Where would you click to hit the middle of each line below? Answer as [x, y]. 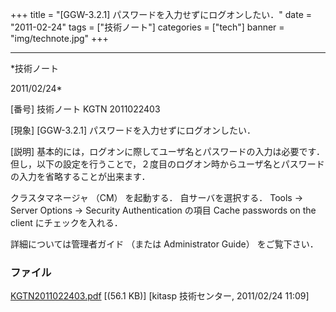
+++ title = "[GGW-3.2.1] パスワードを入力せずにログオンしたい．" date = [161, 14]
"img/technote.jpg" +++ [59, 38]
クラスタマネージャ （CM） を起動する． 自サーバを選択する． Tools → [157, 197]
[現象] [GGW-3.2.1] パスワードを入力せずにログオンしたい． [133, 130]
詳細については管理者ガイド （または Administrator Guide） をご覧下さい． [164, 244]
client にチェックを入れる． [66, 222]
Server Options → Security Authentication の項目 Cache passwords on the [163, 210]
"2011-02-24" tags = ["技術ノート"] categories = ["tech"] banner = [147, 27]
